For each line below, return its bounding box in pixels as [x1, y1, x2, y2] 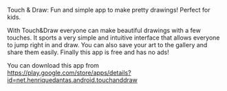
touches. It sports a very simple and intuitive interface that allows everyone [7, 34, 220, 42]
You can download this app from [7, 62, 100, 69]
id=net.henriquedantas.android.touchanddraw [7, 76, 138, 84]
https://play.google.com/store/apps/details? [7, 68, 132, 77]
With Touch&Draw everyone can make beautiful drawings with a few [7, 27, 201, 34]
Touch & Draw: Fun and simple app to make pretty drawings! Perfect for [7, 6, 210, 14]
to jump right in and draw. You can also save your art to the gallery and [7, 41, 208, 49]
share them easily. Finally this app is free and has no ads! [7, 48, 170, 56]
